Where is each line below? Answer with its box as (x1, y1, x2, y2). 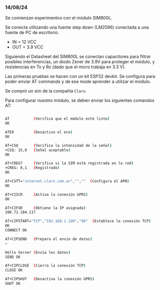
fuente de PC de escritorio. (5, 30, 59, 36)
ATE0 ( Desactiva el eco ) (5, 130, 73, 135)
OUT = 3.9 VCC (12, 44, 44, 50)
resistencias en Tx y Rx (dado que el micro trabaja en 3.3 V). (5, 64, 126, 70)
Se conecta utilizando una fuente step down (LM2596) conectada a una (5, 24, 149, 30)
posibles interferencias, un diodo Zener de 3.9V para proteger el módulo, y (5, 59, 155, 65)
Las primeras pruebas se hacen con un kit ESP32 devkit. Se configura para (5, 74, 156, 79)
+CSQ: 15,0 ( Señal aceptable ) (5, 148, 71, 153)
